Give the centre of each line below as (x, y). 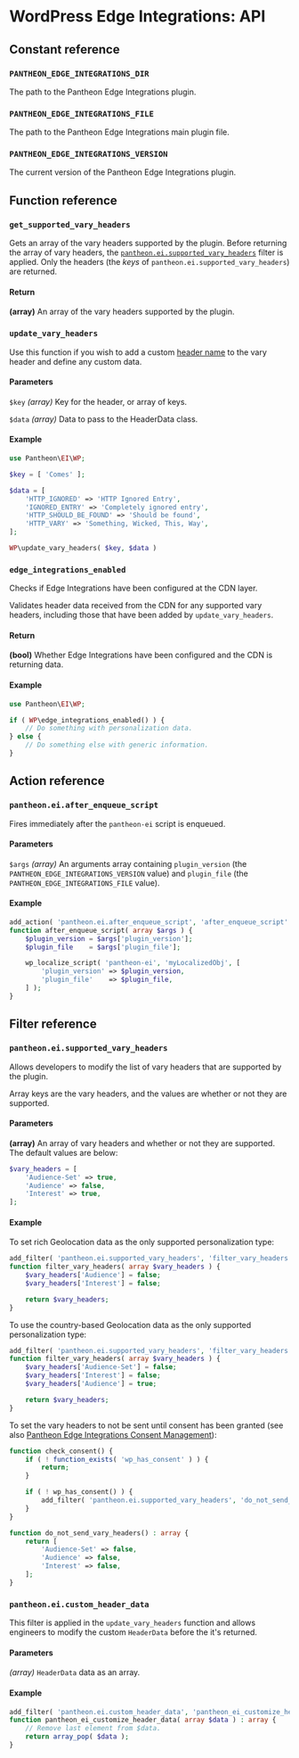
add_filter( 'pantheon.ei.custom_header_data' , (99, 1712)
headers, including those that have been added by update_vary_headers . (141, 615)
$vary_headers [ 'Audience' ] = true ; (91, 1384)
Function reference (63, 200)
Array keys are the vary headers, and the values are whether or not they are (148, 1094)
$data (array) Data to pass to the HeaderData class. (104, 419)
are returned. (33, 272)
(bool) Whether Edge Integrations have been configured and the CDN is (141, 655)
